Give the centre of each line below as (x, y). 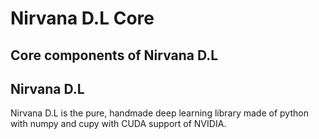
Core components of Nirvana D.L (114, 55)
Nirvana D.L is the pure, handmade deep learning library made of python (159, 113)
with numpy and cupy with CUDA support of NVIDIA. (118, 124)
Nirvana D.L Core (82, 18)
